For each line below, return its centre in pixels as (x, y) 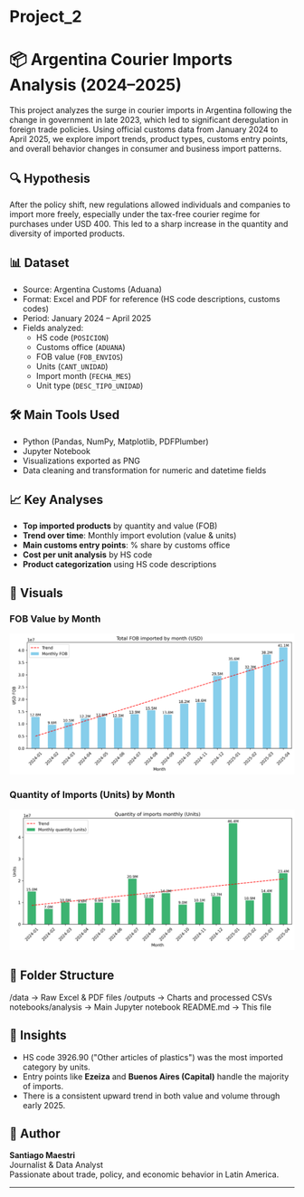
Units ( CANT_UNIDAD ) (72, 366)
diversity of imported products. (67, 233)
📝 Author (35, 1133)
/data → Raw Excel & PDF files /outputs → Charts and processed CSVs (141, 997)
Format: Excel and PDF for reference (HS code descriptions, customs (151, 299)
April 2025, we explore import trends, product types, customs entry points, (149, 139)
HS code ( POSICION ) (72, 337)
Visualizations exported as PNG (81, 461)
